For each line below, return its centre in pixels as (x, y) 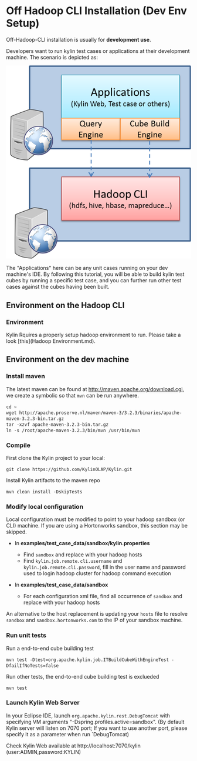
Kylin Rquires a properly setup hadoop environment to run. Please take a (94, 335)
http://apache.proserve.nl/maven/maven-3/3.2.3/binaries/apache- (101, 413)
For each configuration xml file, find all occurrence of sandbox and (103, 596)
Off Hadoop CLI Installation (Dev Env (97, 11)
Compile (18, 445)
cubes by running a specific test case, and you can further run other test (94, 281)
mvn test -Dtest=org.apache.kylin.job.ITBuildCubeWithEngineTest (87, 660)
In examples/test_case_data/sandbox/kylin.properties (82, 543)
